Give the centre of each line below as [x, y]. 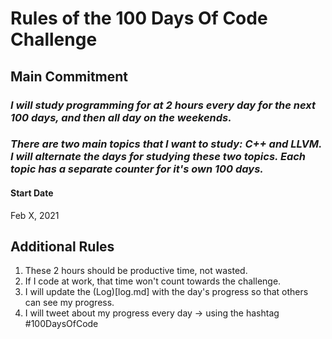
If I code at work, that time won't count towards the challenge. [153, 281]
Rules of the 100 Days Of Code [139, 18]
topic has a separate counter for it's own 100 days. [137, 169]
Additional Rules [62, 247]
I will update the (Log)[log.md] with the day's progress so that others [166, 292]
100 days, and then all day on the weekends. [121, 117]
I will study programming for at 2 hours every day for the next [163, 105]
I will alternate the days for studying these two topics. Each [158, 157]
